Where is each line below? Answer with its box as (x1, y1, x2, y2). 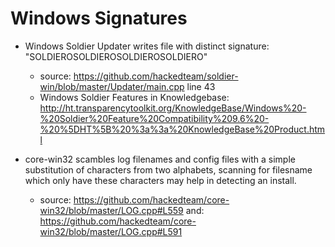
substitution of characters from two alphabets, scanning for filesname (24, 163, 313, 176)
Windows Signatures (10, 7, 188, 30)
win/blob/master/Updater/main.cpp (39, 80, 185, 92)
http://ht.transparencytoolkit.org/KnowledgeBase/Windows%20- (39, 102, 307, 114)
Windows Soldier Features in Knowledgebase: (39, 91, 230, 103)
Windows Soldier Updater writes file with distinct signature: (24, 40, 270, 52)
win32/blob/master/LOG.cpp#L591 (39, 225, 183, 237)
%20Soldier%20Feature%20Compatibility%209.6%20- (39, 112, 270, 124)
